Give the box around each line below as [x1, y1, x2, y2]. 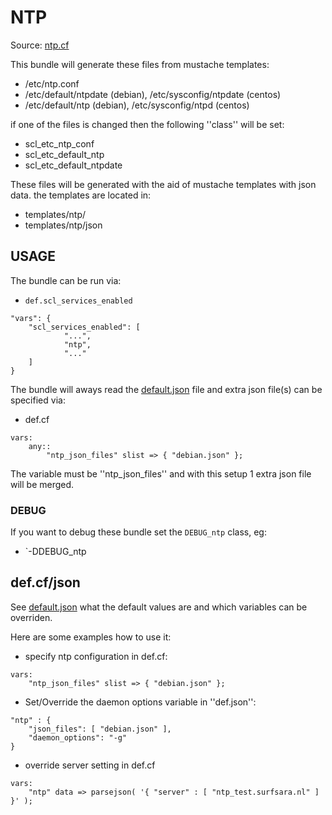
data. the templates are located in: [10, 189, 152, 201]
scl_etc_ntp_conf [24, 137, 95, 150]
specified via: [10, 394, 66, 406]
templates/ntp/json [24, 219, 103, 231]
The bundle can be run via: [10, 274, 122, 286]
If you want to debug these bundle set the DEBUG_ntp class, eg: [10, 526, 267, 538]
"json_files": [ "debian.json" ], [28, 724, 172, 734]
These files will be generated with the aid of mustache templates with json [10, 178, 317, 190]
